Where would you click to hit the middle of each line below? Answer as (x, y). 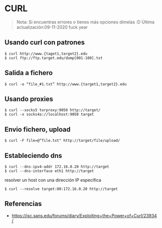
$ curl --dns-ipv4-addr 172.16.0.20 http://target (57, 167)
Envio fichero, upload (38, 129)
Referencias (23, 204)
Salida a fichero (29, 73)
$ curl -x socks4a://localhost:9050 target (49, 114)
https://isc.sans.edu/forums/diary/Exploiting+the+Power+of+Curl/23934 (84, 215)
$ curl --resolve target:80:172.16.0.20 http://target (61, 189)
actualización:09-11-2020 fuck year (52, 27)
